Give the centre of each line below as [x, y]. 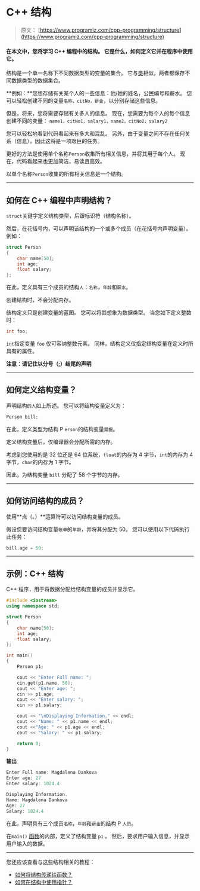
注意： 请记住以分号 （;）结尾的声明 [49, 364]
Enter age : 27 [24, 778]
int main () [20, 655]
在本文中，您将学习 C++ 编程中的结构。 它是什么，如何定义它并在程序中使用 [100, 51]
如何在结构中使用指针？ [43, 882]
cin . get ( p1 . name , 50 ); [45, 683]
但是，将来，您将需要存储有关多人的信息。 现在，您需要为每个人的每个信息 [98, 114]
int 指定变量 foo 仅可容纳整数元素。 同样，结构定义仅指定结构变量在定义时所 [100, 344]
